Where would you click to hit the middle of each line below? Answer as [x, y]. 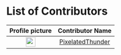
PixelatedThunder [85, 42]
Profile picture [31, 31]
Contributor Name [85, 31]
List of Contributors [57, 11]
